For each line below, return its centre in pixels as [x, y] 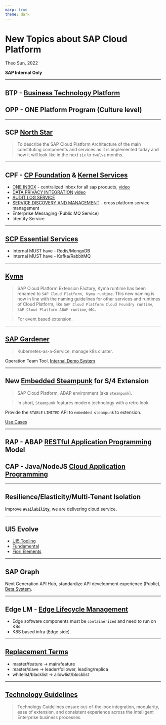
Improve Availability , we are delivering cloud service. [61, 509]
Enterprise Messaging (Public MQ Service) [56, 213]
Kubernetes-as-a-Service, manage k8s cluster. [65, 351]
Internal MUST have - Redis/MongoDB [51, 251]
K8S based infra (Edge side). [41, 632]
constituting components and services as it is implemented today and [88, 150]
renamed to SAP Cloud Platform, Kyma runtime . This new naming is [86, 294]
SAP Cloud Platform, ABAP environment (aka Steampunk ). [75, 393]
